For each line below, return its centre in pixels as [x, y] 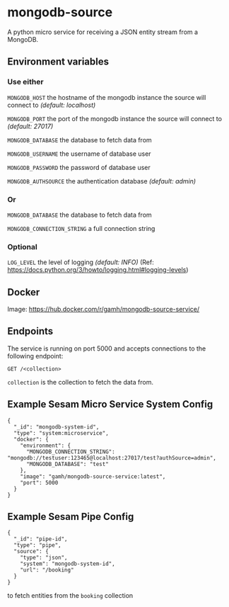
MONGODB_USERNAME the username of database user [79, 154]
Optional [22, 246]
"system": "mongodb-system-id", [67, 564]
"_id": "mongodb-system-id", [57, 427]
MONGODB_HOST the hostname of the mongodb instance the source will [107, 97]
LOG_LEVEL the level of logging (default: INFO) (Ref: [81, 262]
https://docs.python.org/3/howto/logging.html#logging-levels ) [98, 270]
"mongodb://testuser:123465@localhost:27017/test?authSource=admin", [112, 458]
